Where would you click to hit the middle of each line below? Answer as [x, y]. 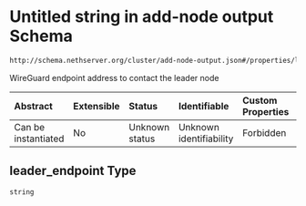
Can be [30, 127]
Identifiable [204, 106]
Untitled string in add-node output [142, 17]
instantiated [39, 139]
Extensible [96, 106]
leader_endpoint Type [73, 171]
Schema [41, 36]
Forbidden [265, 132]
